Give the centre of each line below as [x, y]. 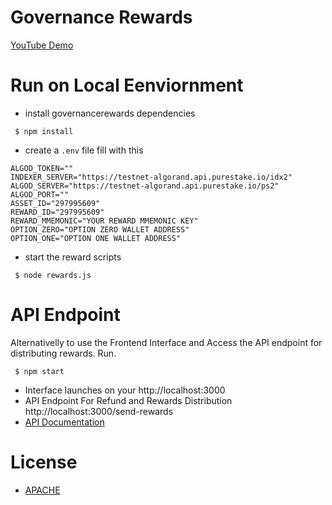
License [44, 462]
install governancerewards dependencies [110, 113]
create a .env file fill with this [84, 150]
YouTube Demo [42, 45]
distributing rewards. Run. [63, 353]
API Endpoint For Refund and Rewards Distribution [128, 400]
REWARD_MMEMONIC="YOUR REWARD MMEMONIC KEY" [104, 221]
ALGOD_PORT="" [40, 194]
